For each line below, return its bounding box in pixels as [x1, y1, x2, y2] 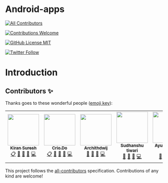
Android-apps [5, 4, 65, 15]
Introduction [5, 67, 58, 78]
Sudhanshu [120, 142, 144, 148]
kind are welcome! [5, 173, 43, 179]
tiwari [126, 147, 138, 153]
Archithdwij [84, 145, 108, 151]
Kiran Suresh [10, 145, 36, 151]
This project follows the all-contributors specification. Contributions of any [5, 167, 159, 173]
